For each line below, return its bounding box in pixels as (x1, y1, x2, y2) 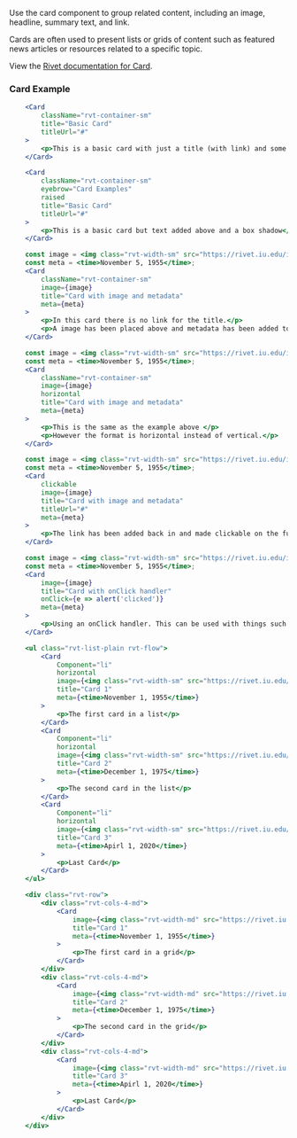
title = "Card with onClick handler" (41, 587, 172, 596)
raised (41, 193, 65, 202)
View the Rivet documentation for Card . (9, 61, 153, 71)
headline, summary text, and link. (9, 17, 130, 27)
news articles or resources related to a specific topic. (9, 43, 203, 54)
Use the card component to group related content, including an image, (9, 8, 265, 18)
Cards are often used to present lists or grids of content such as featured (9, 35, 276, 44)
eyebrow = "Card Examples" (41, 185, 133, 194)
